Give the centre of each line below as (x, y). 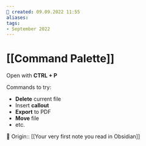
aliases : (17, 18)
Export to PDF (33, 112)
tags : (13, 23)
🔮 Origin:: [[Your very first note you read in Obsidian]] (73, 136)
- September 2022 (28, 29)
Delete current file (38, 99)
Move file (27, 118)
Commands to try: (29, 87)
